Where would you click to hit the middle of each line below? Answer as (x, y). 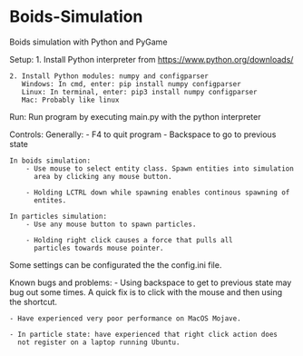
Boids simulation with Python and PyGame (88, 42)
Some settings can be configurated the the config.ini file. (116, 264)
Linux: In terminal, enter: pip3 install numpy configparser (139, 92)
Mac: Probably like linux (70, 100)
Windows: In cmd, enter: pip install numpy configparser (132, 84)
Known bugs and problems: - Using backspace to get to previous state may (151, 282)
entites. (50, 200)
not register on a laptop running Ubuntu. (99, 342)
